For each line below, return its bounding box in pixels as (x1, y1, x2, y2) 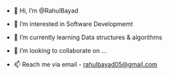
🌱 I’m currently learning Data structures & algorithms (13, 33, 163, 41)
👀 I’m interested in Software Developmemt (13, 20, 133, 28)
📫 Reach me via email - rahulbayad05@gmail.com (13, 61, 158, 68)
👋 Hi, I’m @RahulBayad (13, 7, 79, 14)
